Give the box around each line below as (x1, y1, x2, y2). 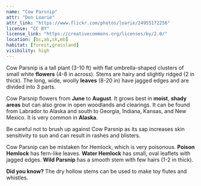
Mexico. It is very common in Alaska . (6, 114, 98, 121)
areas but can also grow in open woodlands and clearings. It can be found (6, 101, 190, 108)
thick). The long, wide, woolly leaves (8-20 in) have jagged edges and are (6, 77, 189, 84)
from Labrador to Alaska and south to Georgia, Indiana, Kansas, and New (6, 107, 187, 114)
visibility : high (6, 48, 50, 54)
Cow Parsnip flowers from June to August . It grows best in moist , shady (6, 94, 187, 102)
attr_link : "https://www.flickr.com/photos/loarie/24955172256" (6, 20, 170, 26)
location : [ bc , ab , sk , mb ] (6, 36, 68, 42)
